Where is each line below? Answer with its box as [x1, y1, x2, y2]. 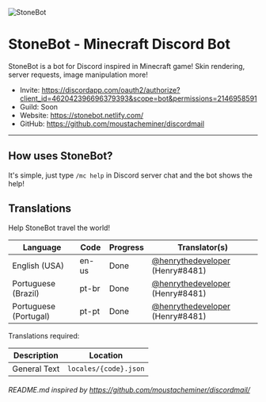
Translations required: [8, 331, 80, 340]
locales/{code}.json [66, 364, 145, 373]
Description [13, 350, 59, 361]
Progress [108, 242, 144, 253]
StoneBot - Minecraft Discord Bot [8, 36, 231, 53]
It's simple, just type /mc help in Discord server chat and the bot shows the [8, 170, 253, 180]
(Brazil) [12, 288, 40, 299]
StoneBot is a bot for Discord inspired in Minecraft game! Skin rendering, [8, 61, 245, 71]
